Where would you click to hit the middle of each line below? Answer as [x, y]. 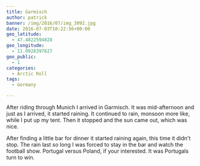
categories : [21, 68]
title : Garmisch [27, 12]
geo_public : [21, 57]
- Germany [24, 85]
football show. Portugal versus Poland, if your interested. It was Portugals [98, 151]
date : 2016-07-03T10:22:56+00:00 [48, 29]
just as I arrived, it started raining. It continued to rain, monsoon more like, [98, 113]
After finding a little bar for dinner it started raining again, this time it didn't [98, 138]
